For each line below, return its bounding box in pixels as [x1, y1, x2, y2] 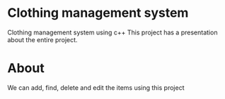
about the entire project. [7, 35, 78, 44]
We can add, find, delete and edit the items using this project [7, 83, 185, 92]
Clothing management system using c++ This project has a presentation [7, 28, 218, 37]
